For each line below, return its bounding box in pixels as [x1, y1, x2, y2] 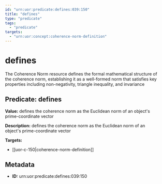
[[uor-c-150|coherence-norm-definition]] [12, 146, 94, 153]
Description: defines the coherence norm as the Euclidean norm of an [5, 123, 146, 128]
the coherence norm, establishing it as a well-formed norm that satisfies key [5, 76, 157, 82]
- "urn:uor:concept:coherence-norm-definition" [9, 34, 107, 39]
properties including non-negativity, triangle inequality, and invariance [5, 81, 145, 87]
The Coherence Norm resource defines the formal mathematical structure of [5, 71, 157, 77]
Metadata [5, 161, 35, 169]
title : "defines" [5, 12, 40, 16]
